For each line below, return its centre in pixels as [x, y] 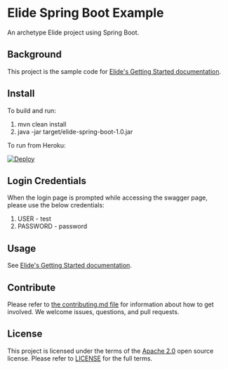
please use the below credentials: [56, 205]
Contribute [32, 287]
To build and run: [32, 110]
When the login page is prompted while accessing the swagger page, [108, 198]
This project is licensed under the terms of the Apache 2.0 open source [110, 351]
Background [34, 54]
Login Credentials [47, 181]
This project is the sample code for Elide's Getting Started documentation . [114, 71]
